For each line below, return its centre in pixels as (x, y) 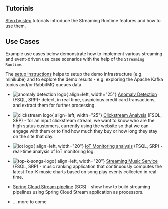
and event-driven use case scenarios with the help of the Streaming (75, 59)
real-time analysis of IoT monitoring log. (54, 151)
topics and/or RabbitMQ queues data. (44, 84)
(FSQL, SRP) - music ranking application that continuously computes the (87, 166)
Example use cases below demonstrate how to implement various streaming (84, 54)
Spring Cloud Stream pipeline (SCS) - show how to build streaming (81, 187)
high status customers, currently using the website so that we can (80, 126)
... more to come (29, 202)
